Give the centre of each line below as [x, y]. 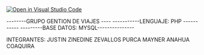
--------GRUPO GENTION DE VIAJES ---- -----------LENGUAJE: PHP [94, 21]
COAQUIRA [21, 46]
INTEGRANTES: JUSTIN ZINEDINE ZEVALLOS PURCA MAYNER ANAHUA [98, 39]
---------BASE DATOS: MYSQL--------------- [77, 28]
